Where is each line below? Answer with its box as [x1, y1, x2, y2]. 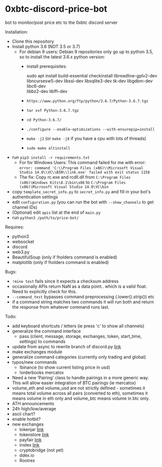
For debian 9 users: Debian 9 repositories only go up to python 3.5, [19, 49, 154, 55]
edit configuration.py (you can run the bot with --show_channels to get [12, 199, 154, 205]
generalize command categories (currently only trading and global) [12, 354, 146, 360]
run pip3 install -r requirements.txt [12, 154, 90, 160]
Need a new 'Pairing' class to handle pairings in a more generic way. [12, 374, 149, 380]
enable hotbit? [12, 416, 41, 422]
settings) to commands [19, 338, 65, 344]
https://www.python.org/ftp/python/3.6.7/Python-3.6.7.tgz [26, 98, 149, 103]
